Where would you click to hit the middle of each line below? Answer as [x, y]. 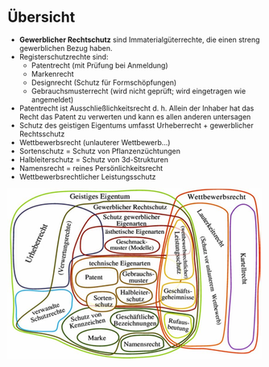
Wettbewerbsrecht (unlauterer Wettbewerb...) [95, 142]
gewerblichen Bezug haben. [66, 48]
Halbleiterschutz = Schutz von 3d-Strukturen [94, 159]
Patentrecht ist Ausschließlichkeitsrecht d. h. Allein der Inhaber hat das [137, 108]
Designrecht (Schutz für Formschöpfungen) [104, 82]
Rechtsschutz [42, 134]
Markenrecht [52, 73]
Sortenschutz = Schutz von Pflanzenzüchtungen [99, 151]
